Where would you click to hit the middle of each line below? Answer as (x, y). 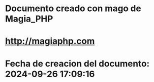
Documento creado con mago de (73, 9)
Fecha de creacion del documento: (77, 63)
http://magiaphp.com (50, 41)
